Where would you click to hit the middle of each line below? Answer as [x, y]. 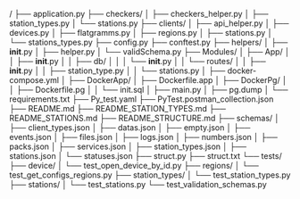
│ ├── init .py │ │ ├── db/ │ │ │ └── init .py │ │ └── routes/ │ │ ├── [137, 61]
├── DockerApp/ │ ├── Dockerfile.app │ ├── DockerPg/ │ [178, 80]
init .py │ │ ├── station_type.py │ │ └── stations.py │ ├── [117, 70]
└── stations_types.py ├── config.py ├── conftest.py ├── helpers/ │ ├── [149, 42]
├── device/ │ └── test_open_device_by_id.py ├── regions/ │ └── [134, 166]
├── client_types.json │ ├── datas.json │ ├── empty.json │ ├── [130, 128]
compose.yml [34, 80]
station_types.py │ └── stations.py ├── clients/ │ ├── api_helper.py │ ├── [149, 23]
